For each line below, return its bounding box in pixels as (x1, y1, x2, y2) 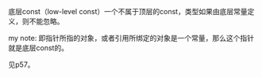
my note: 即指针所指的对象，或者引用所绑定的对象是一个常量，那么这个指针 (8, 34, 255, 42)
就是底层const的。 (8, 43, 69, 53)
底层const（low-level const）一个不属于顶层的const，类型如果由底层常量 (8, 7, 248, 16)
